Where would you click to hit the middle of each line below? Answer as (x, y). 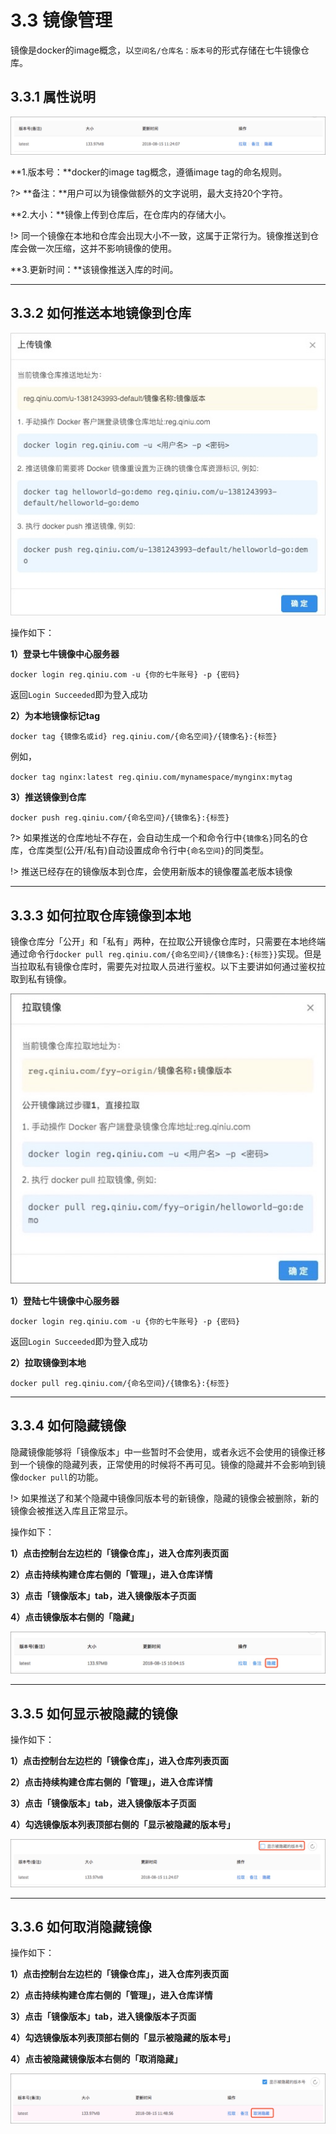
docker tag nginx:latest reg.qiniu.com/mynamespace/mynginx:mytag (151, 777)
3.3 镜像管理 (61, 20)
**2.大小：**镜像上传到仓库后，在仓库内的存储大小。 (121, 214)
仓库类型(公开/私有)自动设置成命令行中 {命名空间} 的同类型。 (148, 850)
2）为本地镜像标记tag (55, 716)
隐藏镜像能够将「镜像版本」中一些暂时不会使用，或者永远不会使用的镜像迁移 (168, 1452)
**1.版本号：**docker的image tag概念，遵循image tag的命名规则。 (149, 172)
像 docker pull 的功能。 (57, 1477)
